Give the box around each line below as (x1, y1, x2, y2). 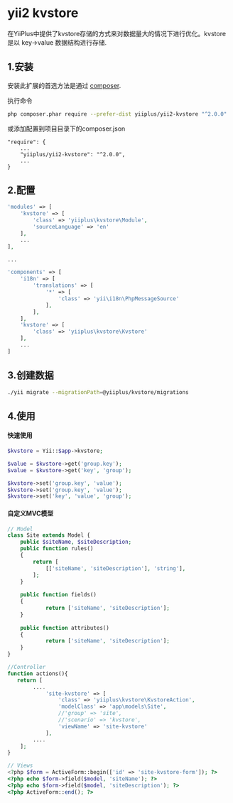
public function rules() (20, 545, 94, 552)
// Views (7, 762, 33, 770)
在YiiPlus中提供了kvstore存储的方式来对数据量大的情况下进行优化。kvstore (7, 29, 226, 38)
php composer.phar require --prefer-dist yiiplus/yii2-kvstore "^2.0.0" (7, 110, 227, 118)
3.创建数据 (7, 369, 55, 381)
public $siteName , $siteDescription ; (20, 538, 132, 546)
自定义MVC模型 (7, 509, 54, 518)
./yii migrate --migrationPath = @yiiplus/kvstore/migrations (7, 388, 190, 395)
